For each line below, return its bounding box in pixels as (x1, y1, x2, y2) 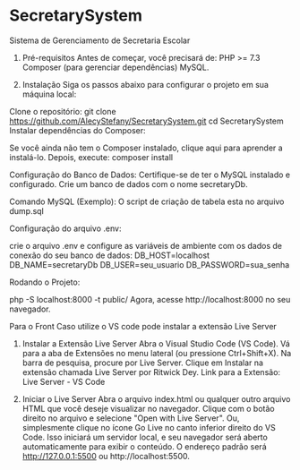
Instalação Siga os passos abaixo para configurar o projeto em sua (21, 79, 269, 90)
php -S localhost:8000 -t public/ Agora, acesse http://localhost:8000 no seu (9, 294, 291, 304)
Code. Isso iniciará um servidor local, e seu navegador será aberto (21, 432, 269, 442)
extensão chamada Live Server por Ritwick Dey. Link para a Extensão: (21, 366, 280, 377)
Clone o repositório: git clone (9, 106, 116, 116)
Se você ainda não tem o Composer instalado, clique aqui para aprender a (9, 142, 284, 153)
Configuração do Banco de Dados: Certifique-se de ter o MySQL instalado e (9, 169, 291, 180)
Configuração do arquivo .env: (9, 223, 122, 234)
